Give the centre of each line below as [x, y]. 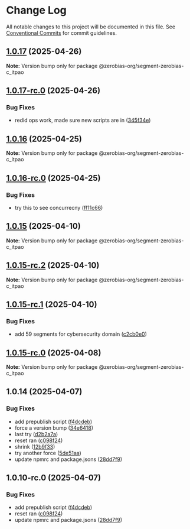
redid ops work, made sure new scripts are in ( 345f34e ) [83, 120]
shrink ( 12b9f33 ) [35, 446]
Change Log [36, 10]
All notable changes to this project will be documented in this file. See [91, 27]
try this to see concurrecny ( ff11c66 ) [59, 207]
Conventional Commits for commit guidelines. [61, 33]
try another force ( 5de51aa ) [48, 453]
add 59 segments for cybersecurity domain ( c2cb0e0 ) [81, 334]
